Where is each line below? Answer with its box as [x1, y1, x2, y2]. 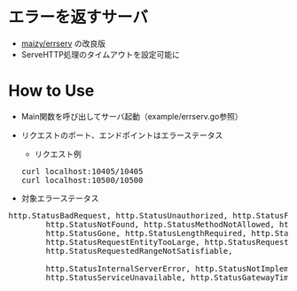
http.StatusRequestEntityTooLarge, [45, 237, 200, 247]
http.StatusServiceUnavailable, [45, 272, 187, 282]
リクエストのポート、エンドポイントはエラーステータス [20, 129, 223, 141]
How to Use [8, 80, 95, 101]
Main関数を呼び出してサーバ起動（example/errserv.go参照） [20, 111, 243, 121]
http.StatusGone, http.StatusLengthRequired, [45, 228, 247, 238]
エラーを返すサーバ [8, 7, 148, 27]
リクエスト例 [34, 149, 82, 159]
